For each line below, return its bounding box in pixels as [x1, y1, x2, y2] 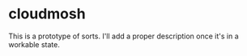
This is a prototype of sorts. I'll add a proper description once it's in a [8, 31, 239, 41]
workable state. [8, 39, 61, 49]
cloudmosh [8, 5, 87, 23]
